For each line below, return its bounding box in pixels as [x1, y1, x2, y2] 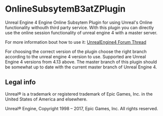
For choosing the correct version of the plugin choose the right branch [5, 49, 147, 54]
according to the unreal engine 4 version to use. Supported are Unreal [5, 53, 146, 59]
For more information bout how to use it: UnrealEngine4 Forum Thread [5, 39, 146, 45]
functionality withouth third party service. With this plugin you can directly [5, 24, 154, 30]
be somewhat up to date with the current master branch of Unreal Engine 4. [5, 64, 157, 70]
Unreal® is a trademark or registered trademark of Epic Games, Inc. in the [5, 91, 153, 97]
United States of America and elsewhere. [5, 96, 88, 102]
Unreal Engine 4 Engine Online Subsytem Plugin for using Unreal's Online [5, 19, 153, 25]
